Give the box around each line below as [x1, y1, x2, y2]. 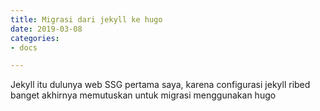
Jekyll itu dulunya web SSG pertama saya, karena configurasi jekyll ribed [10, 79, 311, 91]
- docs [10, 42, 38, 53]
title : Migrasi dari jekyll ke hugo [10, 14, 163, 25]
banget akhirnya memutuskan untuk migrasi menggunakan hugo [10, 89, 277, 101]
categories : [10, 33, 60, 43]
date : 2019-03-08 [10, 24, 83, 34]
